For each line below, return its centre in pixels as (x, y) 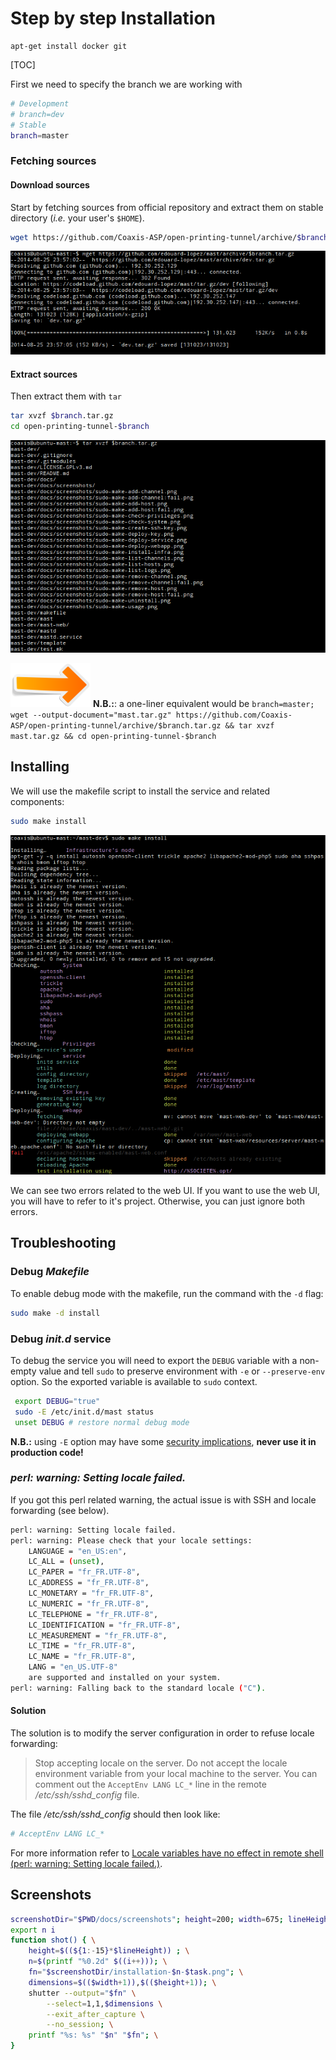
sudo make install (48, 821)
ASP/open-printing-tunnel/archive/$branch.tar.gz (116, 725)
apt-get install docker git (69, 46)
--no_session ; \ (80, 2025)
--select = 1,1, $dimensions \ (104, 2003)
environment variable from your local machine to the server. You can (176, 1774)
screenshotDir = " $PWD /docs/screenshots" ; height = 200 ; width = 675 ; (147, 1919)
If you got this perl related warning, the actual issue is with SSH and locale (163, 1499)
